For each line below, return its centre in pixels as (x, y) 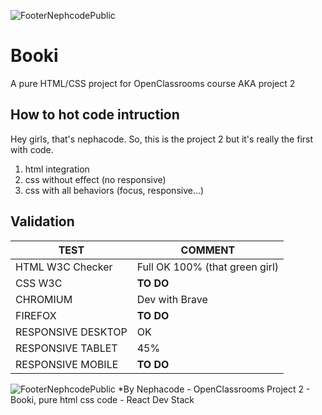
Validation (42, 221)
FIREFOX (36, 315)
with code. (32, 149)
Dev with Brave (172, 299)
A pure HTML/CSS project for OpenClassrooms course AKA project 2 (153, 83)
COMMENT (208, 250)
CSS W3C (39, 283)
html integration (57, 169)
